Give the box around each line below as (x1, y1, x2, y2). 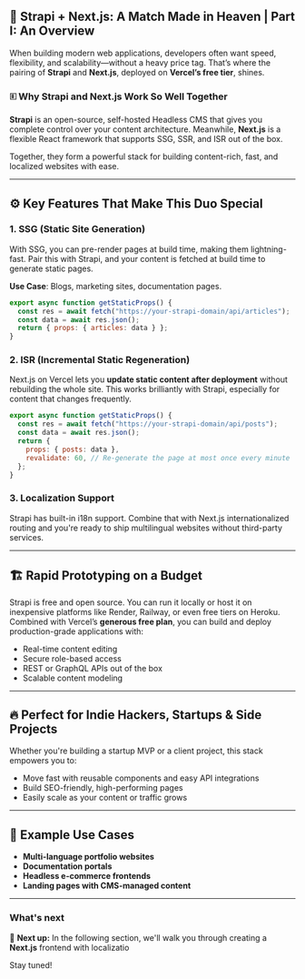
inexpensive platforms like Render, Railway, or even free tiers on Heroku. (9, 606, 280, 617)
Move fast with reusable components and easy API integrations (22, 772, 260, 783)
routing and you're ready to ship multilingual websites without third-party (9, 522, 283, 533)
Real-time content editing (22, 643, 118, 654)
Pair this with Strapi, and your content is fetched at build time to (27, 253, 266, 264)
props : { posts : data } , (25, 445, 120, 454)
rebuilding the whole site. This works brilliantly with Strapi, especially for (9, 384, 280, 395)
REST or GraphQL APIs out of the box (22, 662, 163, 673)
